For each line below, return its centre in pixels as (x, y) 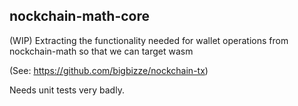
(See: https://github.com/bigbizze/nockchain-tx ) (109, 70)
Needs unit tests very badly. (67, 90)
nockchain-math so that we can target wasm (101, 51)
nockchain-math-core (80, 16)
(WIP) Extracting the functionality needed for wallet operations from (149, 40)
